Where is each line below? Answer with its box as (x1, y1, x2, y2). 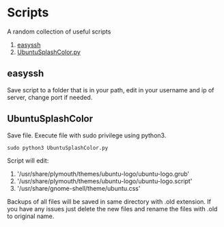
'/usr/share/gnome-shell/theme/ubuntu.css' (16, 184, 141, 192)
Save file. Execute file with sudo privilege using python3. (7, 131, 167, 139)
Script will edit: (7, 156, 49, 165)
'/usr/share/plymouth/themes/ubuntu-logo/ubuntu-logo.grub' (16, 170, 190, 178)
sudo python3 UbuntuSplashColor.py (7, 144, 109, 151)
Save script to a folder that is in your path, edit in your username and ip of (7, 85, 214, 94)
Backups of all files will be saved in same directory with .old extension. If (7, 197, 212, 206)
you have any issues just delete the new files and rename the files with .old (7, 204, 218, 213)
